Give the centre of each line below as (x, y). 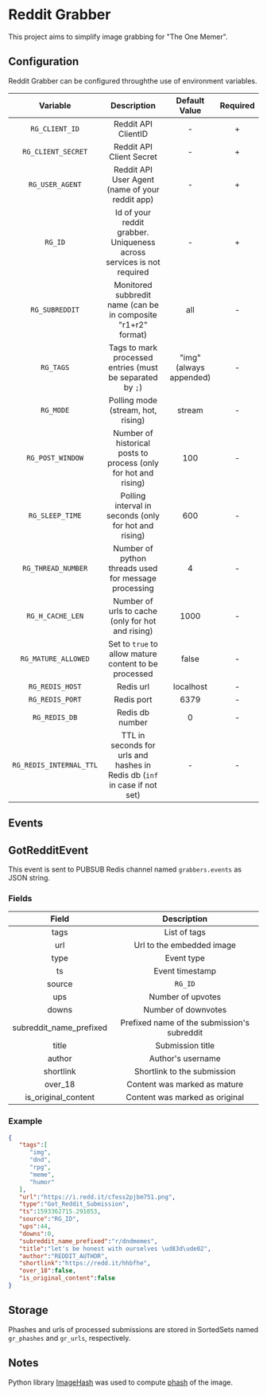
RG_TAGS (55, 367)
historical (133, 443)
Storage (29, 1310)
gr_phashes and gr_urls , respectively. (70, 1338)
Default (190, 100)
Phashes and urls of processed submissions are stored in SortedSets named (133, 1329)
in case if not (133, 785)
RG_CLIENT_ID (55, 128)
